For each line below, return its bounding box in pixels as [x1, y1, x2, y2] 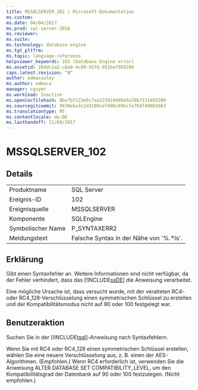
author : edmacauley [6, 75, 55, 81]
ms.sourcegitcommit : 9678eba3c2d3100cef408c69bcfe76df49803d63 [6, 102, 166, 109]
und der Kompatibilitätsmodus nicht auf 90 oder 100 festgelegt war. [6, 300, 171, 307]
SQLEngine [71, 215, 103, 223]
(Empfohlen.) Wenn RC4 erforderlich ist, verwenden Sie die [39, 358, 184, 365]
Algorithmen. [6, 358, 38, 365]
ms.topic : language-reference [6, 53, 81, 59]
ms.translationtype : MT [6, 108, 65, 114]
